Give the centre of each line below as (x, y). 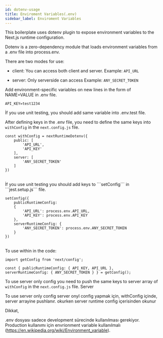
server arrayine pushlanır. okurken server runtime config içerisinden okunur (81, 301)
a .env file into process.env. (33, 52)
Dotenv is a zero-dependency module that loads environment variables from (81, 47)
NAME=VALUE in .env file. (31, 95)
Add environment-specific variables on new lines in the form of (68, 90)
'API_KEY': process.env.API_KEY (55, 216)
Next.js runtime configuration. (35, 37)
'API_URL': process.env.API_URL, (56, 211)
